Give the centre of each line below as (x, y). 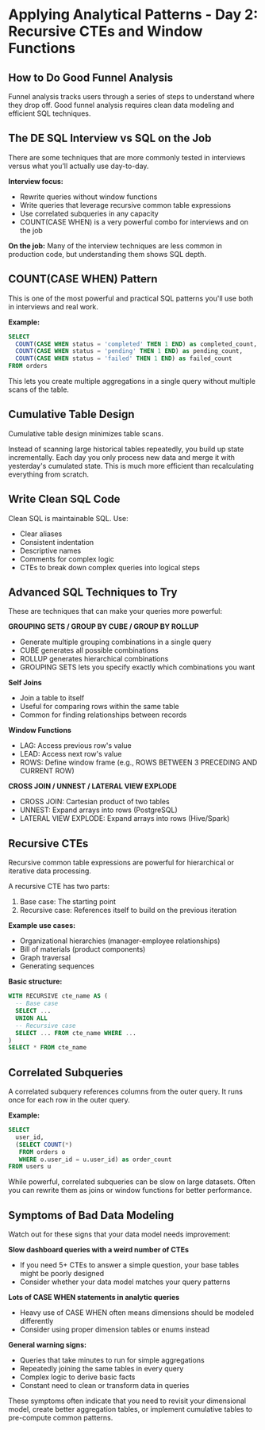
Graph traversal (45, 958)
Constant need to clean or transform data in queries (104, 1386)
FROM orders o (42, 1152)
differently (36, 1321)
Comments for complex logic (67, 559)
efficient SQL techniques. (50, 113)
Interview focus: (36, 181)
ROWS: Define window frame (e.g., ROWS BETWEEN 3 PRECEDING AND (138, 762)
